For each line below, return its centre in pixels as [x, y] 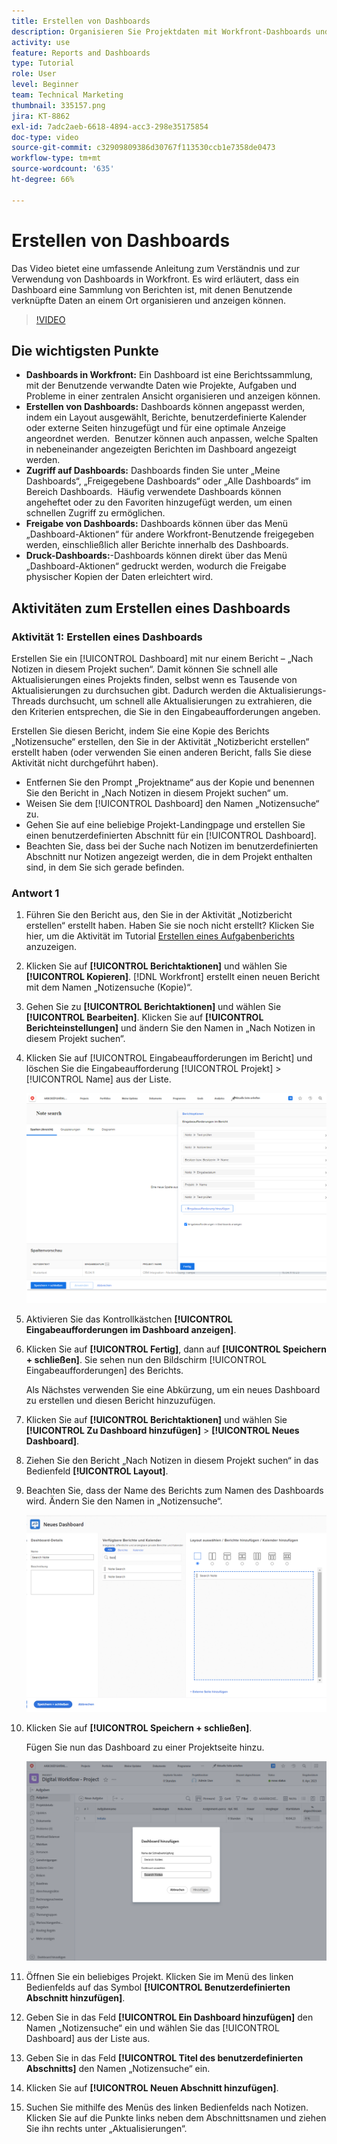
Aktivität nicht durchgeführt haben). [85, 763]
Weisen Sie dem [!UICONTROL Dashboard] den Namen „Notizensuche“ [172, 804]
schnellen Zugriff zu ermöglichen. [95, 513]
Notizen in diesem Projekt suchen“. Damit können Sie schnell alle [145, 669]
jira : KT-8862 [41, 116]
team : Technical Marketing [67, 95]
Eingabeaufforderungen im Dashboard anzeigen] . [131, 1329]
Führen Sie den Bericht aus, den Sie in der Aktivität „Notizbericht [159, 915]
